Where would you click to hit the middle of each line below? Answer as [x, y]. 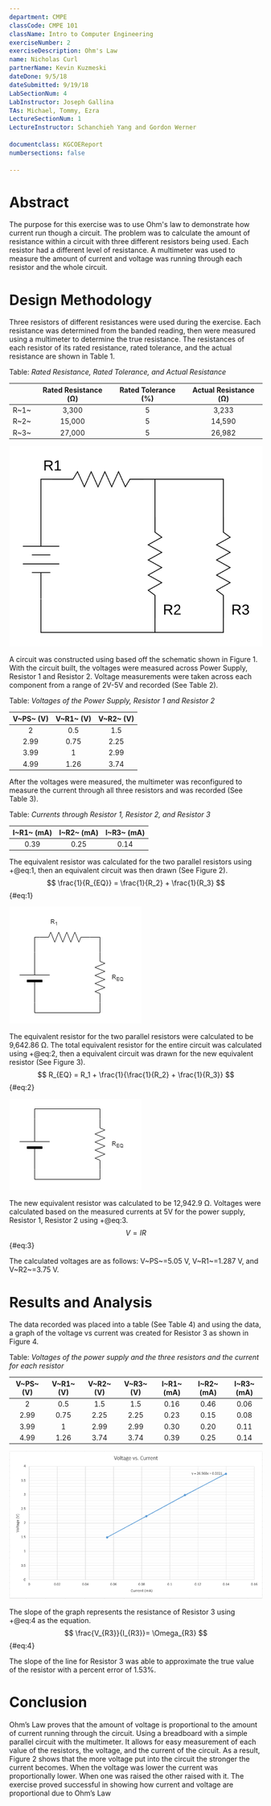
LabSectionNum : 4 [38, 93]
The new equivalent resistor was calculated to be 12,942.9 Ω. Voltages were [135, 1203]
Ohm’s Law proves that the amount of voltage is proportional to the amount [133, 1725]
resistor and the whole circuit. [58, 267]
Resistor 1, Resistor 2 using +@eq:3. [69, 1220]
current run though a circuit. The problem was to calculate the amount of [130, 233]
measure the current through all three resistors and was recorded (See [126, 790]
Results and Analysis [81, 1302]
